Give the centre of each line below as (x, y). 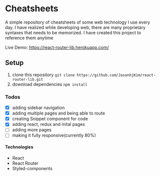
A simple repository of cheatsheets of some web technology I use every (78, 22)
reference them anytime (29, 38)
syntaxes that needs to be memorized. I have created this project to (73, 32)
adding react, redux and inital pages (48, 124)
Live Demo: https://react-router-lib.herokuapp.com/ (57, 47)
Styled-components (32, 168)
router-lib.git (28, 79)
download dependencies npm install (50, 84)
